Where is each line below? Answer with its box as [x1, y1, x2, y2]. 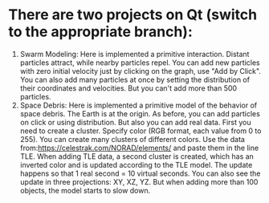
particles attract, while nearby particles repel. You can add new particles [19, 58, 260, 67]
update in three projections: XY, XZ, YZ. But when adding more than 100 [19, 177, 259, 186]
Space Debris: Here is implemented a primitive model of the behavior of [19, 100, 258, 110]
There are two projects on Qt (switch [8, 6, 258, 24]
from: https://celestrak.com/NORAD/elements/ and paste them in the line [19, 143, 259, 152]
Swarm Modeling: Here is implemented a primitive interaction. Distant [19, 49, 250, 59]
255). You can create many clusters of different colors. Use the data [19, 134, 245, 144]
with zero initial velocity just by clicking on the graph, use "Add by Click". [19, 66, 261, 75]
